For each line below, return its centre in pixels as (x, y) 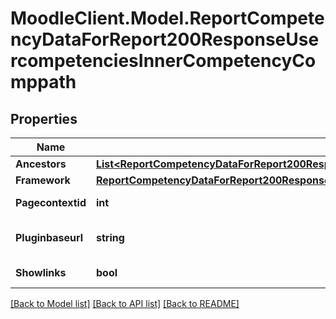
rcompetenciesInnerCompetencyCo (163, 61)
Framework (43, 180)
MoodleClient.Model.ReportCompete (167, 18)
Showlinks (41, 272)
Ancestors (41, 164)
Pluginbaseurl (49, 237)
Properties (44, 118)
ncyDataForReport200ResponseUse (165, 39)
